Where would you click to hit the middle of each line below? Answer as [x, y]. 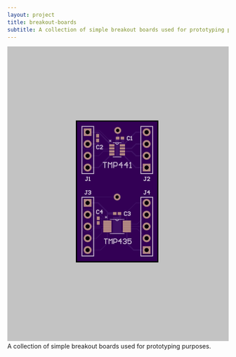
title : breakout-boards [42, 22]
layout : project [31, 15]
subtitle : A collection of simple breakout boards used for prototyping [116, 29]
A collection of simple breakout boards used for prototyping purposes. [109, 346]
